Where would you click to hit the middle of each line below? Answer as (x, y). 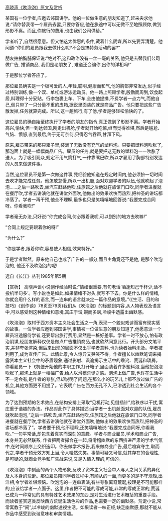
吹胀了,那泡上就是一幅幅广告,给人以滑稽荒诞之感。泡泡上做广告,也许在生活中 (84, 373)
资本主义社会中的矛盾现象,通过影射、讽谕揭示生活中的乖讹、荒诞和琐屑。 (85, 360)
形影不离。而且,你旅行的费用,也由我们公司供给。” (55, 31)
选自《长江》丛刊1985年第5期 (36, 276)
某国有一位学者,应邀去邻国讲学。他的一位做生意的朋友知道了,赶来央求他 (79, 18)
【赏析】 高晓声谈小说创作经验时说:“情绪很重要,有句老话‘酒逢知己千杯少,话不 (84, 287)
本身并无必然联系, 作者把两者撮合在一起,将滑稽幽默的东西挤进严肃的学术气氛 (84, 440)
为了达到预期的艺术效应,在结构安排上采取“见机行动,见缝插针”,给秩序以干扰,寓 (84, 402)
